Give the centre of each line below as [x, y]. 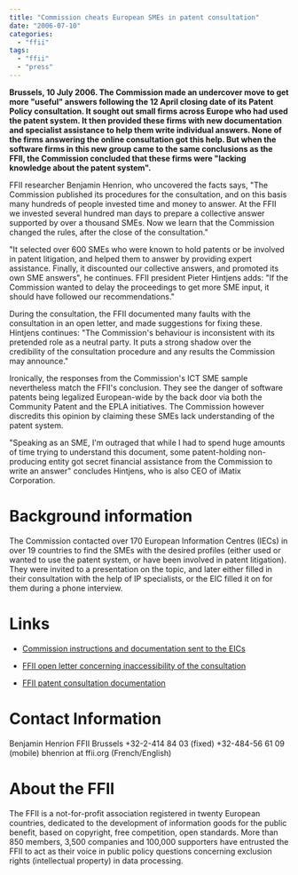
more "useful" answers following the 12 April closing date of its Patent [141, 101]
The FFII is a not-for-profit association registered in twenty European [135, 813]
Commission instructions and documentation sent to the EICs [133, 648]
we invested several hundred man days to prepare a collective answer [137, 213]
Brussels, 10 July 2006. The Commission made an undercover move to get [149, 92]
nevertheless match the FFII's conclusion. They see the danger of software [146, 387]
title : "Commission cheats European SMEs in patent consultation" [134, 17]
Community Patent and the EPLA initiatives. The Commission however [137, 406]
